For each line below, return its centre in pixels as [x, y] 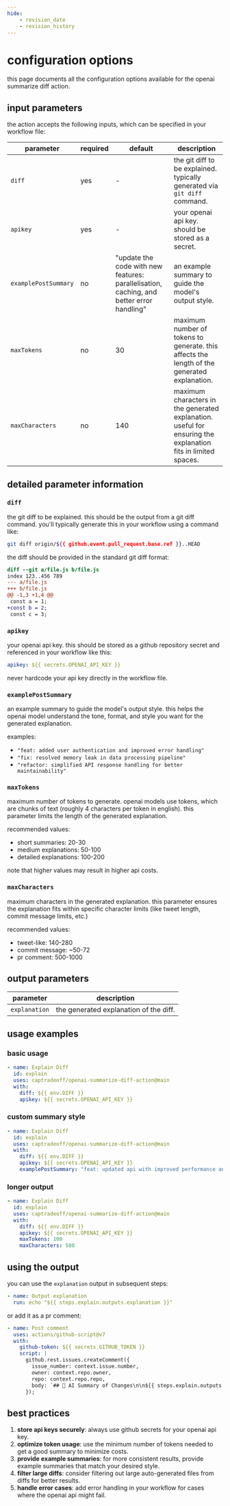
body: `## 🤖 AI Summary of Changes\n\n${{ [93, 1385]
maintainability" [42, 771]
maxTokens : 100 [41, 1239]
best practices [39, 1413]
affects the [191, 355]
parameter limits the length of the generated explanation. [87, 816]
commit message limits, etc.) [48, 916]
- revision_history [47, 26]
